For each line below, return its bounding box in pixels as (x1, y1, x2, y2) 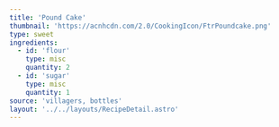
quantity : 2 (25, 63, 70, 72)
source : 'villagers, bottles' (9, 96, 123, 106)
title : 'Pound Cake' (9, 13, 87, 22)
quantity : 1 (25, 88, 70, 97)
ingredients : (9, 38, 58, 47)
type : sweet (9, 30, 54, 38)
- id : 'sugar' (17, 72, 70, 80)
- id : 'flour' (17, 47, 70, 55)
